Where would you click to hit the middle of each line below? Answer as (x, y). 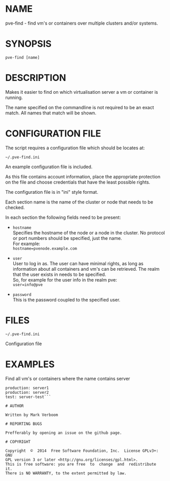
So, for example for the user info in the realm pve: (65, 279)
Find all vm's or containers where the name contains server (68, 378)
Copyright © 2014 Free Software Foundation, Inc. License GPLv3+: (82, 451)
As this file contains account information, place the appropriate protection (83, 176)
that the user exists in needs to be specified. (59, 274)
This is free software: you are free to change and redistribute (81, 464)
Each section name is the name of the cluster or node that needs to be (79, 202)
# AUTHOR (15, 406)
